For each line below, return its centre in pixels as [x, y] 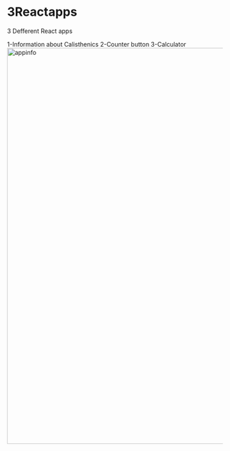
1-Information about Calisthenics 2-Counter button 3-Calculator [97, 44]
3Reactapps [42, 12]
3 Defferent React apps [40, 31]
